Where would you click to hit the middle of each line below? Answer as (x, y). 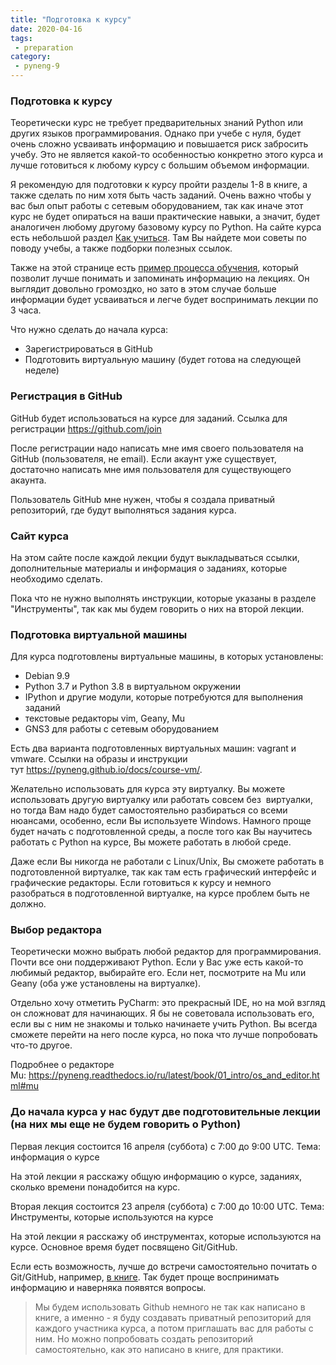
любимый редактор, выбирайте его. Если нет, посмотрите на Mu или (158, 973)
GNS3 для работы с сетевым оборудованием (121, 729)
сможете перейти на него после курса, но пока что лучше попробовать (164, 1035)
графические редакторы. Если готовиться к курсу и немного (141, 883)
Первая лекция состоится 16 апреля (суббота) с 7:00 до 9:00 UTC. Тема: (166, 1146)
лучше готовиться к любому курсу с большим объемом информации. (160, 165)
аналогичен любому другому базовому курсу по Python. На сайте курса (166, 227)
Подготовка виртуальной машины (99, 634)
